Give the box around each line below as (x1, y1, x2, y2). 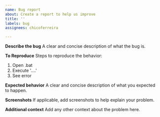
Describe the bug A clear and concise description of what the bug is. (5, 43, 146, 49)
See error (12, 73, 32, 79)
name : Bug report (5, 7, 41, 12)
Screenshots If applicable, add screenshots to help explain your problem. (5, 97, 155, 103)
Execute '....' (12, 67, 37, 74)
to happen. (5, 88, 27, 93)
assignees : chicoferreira (5, 26, 58, 30)
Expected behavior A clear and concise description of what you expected (5, 82, 156, 88)
